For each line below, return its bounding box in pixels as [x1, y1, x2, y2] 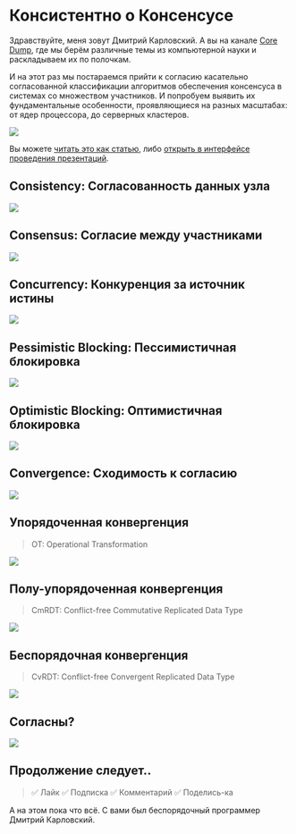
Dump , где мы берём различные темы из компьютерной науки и [9, 44, 257, 55]
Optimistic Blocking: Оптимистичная [9, 403, 223, 418]
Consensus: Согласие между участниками [9, 228, 263, 243]
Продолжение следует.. [9, 763, 152, 779]
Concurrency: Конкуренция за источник [9, 276, 246, 291]
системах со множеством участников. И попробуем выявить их [9, 90, 256, 101]
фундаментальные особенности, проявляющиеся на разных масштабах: [9, 99, 288, 110]
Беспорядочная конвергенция [9, 647, 189, 662]
